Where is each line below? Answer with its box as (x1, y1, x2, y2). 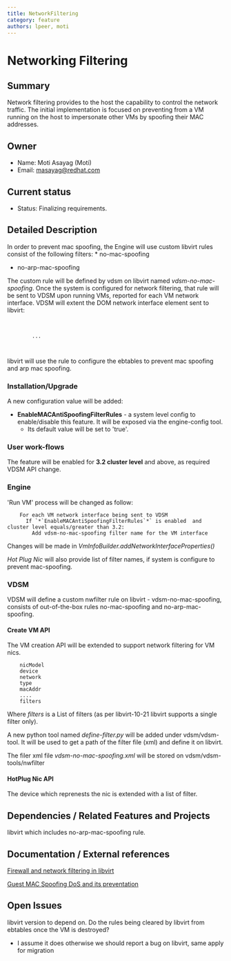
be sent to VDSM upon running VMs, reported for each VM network (7, 291, 199, 299)
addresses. (7, 120, 39, 128)
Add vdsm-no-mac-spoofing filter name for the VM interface (32, 529, 208, 537)
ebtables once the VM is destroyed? (7, 925, 110, 933)
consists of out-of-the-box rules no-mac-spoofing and (7, 603, 163, 611)
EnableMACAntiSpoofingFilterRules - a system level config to (17, 410, 196, 419)
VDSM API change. (7, 465, 61, 473)
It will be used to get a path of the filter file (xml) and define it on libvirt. (21, 738, 223, 746)
